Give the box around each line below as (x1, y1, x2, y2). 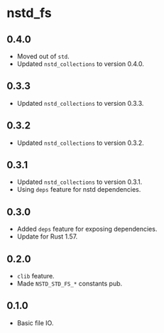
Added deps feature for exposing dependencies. (16, 225, 158, 234)
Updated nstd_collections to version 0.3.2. (16, 138, 145, 147)
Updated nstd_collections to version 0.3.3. (16, 99, 144, 107)
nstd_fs (6, 5, 52, 21)
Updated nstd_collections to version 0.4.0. (16, 60, 145, 68)
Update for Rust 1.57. (16, 232, 78, 241)
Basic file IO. (16, 318, 54, 327)
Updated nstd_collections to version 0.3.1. (16, 178, 143, 186)
